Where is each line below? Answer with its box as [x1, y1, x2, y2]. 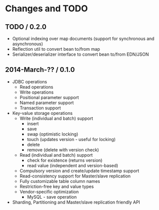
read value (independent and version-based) [27, 162, 119, 168]
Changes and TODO [5, 3, 88, 14]
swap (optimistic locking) [27, 131, 79, 137]
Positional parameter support [19, 94, 79, 100]
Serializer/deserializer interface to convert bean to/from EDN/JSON [12, 51, 149, 57]
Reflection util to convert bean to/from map [12, 46, 100, 52]
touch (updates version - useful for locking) [27, 136, 116, 142]
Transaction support [19, 105, 61, 111]
